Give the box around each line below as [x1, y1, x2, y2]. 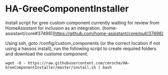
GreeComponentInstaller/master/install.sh [5, 65, 96, 70]
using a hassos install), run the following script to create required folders [5, 45, 157, 51]
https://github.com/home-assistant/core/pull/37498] [54, 30, 163, 36]
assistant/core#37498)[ [5, 30, 55, 36]
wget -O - [5, 60, 26, 65]
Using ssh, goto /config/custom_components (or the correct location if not [5, 40, 160, 46]
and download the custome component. [5, 51, 89, 57]
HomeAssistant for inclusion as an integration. [5, 25, 101, 31]
